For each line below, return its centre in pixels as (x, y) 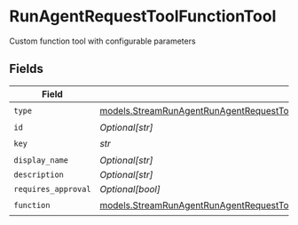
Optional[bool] (130, 189)
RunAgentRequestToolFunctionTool (143, 16)
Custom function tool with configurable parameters (103, 41)
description (39, 174)
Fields (27, 69)
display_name (41, 160)
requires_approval (52, 189)
